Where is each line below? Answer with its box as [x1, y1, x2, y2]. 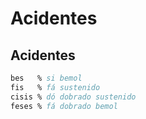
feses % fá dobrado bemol [10, 101, 118, 111]
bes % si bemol [10, 73, 83, 83]
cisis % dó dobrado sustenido [10, 92, 137, 102]
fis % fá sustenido [10, 82, 101, 92]
